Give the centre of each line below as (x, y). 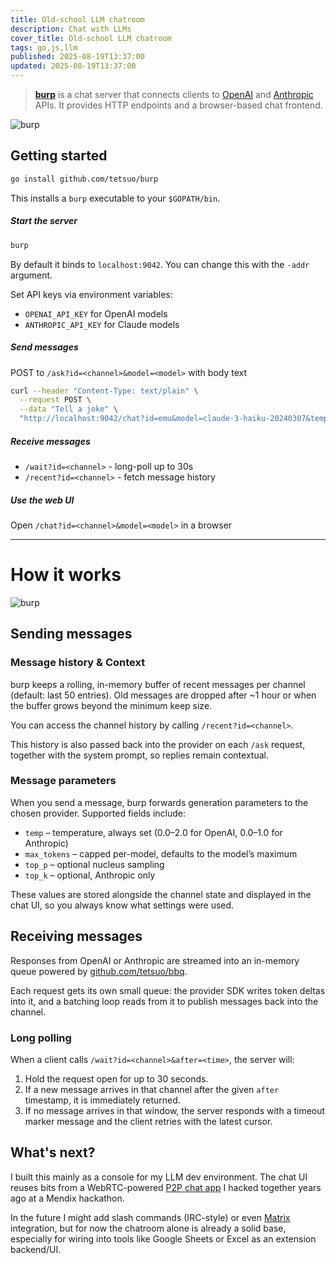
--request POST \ (55, 400)
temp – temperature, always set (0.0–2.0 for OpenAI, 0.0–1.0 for (153, 832)
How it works (66, 575)
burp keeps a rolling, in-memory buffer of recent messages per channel (158, 684)
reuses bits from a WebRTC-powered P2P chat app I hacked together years (166, 1187)
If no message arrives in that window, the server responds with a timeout (175, 1110)
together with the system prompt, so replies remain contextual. (139, 755)
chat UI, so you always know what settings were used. (122, 905)
